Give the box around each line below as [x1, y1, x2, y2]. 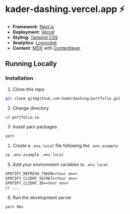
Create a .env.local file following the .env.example [12, 142, 118, 149]
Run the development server [12, 194, 72, 200]
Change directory [12, 105, 49, 111]
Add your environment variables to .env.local [12, 162, 108, 168]
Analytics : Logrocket [12, 39, 57, 45]
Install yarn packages [12, 124, 57, 130]
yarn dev [5, 204, 24, 209]
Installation [5, 75, 34, 82]
